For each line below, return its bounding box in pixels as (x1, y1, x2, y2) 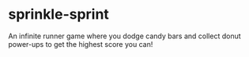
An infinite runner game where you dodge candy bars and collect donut (8, 31, 241, 41)
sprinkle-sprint (8, 5, 109, 23)
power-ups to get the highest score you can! (8, 39, 153, 48)
